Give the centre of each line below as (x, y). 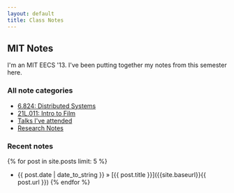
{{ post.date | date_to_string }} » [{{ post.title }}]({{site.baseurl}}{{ (112, 174)
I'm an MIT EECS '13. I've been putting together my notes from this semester (117, 65)
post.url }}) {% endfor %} (54, 182)
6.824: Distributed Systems (57, 106)
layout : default (31, 14)
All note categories (40, 91)
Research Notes (41, 128)
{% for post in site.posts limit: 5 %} (57, 161)
